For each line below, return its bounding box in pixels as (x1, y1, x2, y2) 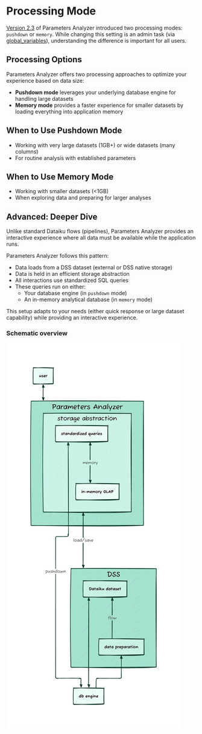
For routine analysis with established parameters (14, 154, 136, 161)
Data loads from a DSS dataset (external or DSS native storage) (14, 264, 173, 271)
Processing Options (6, 54, 83, 65)
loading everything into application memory (14, 107, 124, 115)
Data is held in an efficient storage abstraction (14, 270, 130, 278)
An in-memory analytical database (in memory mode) (24, 296, 153, 303)
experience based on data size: (6, 77, 84, 84)
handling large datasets (14, 95, 74, 102)
